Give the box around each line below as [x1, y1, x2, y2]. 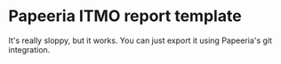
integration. [8, 44, 51, 54]
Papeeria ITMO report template [8, 6, 242, 26]
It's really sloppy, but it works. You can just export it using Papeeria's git [8, 35, 273, 46]
